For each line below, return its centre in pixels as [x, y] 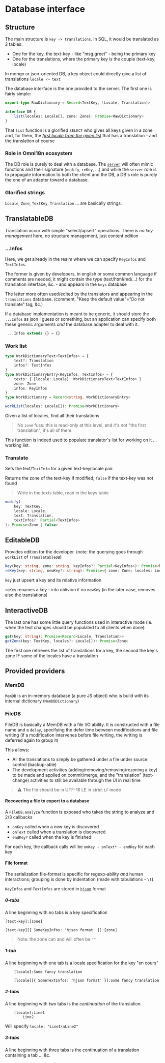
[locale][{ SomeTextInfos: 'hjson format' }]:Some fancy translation [87, 980]
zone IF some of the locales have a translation [52, 656]
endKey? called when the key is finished [52, 837]
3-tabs [12, 1037]
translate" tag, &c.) [24, 304]
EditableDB [23, 540]
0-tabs [12, 900]
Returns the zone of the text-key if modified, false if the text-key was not [79, 478]
